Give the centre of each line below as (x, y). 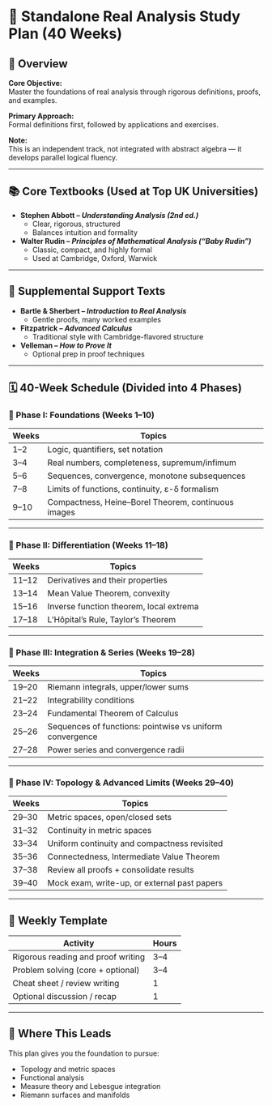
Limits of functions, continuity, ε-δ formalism (133, 489)
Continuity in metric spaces (100, 831)
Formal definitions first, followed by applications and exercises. (113, 124)
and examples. (33, 100)
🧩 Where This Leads (60, 1033)
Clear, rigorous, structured (76, 224)
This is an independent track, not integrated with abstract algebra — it (125, 149)
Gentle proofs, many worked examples (97, 319)
